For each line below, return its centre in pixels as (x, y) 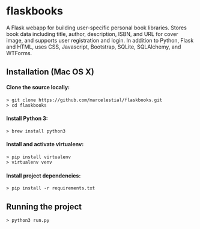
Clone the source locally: (38, 87)
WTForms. (19, 53)
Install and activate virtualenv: (45, 144)
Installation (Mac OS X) (50, 72)
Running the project (44, 207)
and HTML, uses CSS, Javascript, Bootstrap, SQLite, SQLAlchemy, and (94, 47)
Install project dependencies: (44, 176)
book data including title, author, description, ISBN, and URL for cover (92, 34)
